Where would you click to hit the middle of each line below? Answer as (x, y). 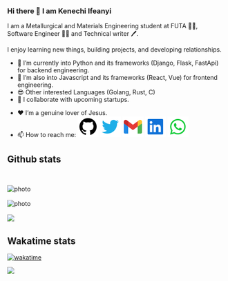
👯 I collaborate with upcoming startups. (73, 100)
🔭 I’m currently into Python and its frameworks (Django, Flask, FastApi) (118, 63)
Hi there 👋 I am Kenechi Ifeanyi (59, 11)
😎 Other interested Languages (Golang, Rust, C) (86, 92)
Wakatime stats (41, 241)
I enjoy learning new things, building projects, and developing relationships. (115, 50)
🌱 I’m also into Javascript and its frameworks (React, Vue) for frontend (117, 78)
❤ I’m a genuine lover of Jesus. (62, 113)
